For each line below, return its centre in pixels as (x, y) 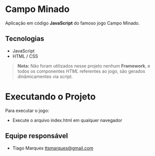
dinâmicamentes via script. (45, 76)
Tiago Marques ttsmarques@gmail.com (53, 148)
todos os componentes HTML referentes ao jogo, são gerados (81, 71)
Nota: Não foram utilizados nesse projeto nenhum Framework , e (84, 65)
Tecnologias (25, 39)
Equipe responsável (37, 136)
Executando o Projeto (51, 96)
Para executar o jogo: (27, 110)
